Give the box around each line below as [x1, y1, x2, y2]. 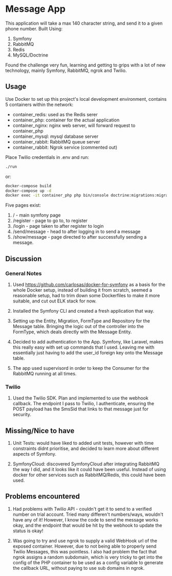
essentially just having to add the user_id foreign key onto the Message [12, 349, 163, 355]
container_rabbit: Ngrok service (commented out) [12, 144, 118, 150]
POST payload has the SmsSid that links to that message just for [12, 406, 148, 412]
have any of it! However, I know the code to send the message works [12, 516, 159, 523]
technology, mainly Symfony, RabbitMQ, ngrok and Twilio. [5, 67, 127, 74]
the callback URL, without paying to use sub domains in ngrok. [12, 565, 145, 571]
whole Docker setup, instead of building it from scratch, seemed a [12, 286, 153, 293]
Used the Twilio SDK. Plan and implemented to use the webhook [12, 395, 148, 401]
